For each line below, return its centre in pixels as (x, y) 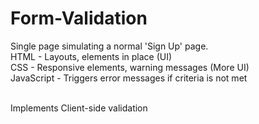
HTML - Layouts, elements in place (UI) (91, 56)
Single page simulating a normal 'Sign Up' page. (109, 46)
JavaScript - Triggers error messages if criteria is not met (129, 78)
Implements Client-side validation (79, 108)
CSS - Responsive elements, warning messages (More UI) (130, 67)
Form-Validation (79, 18)
